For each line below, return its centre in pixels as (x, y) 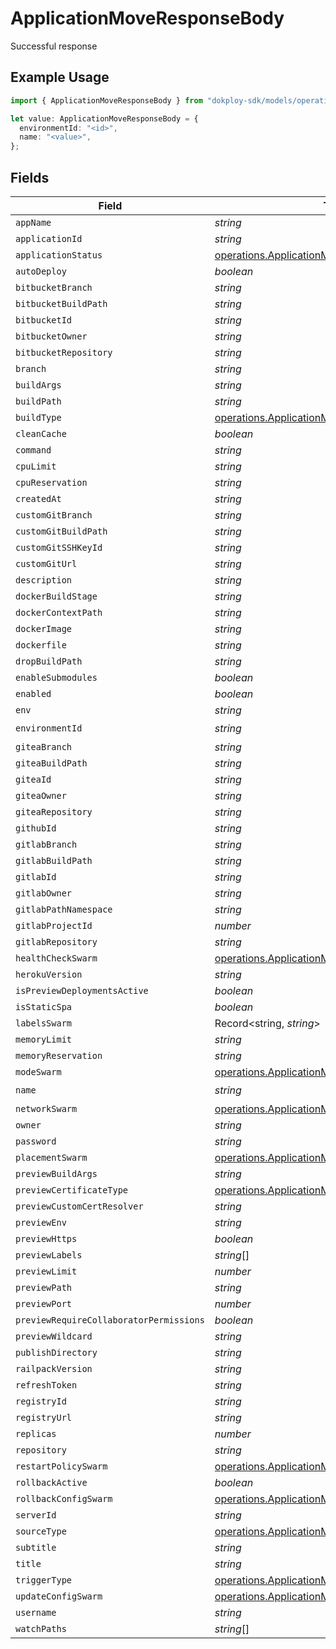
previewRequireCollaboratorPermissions (110, 1320)
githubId (36, 828)
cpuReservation (51, 482)
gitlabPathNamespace (64, 909)
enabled (33, 693)
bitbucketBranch (54, 287)
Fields (30, 177)
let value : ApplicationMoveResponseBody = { (104, 118)
